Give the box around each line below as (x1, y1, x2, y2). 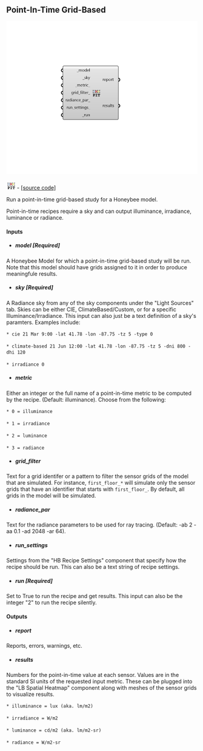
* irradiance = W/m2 (6, 715, 59, 721)
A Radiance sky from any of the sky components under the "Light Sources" (6, 299, 194, 306)
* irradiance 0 (6, 361, 45, 368)
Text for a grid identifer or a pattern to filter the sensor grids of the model (6, 473, 189, 480)
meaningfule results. (6, 270, 58, 277)
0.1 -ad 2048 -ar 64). (13, 528, 66, 535)
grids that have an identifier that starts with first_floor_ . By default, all (6, 485, 185, 493)
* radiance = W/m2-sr (6, 739, 61, 746)
